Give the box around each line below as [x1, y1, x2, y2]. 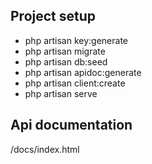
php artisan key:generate [24, 34, 129, 46]
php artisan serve [24, 87, 98, 99]
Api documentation [10, 117, 133, 134]
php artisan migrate [24, 45, 106, 57]
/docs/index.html [10, 143, 80, 155]
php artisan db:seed [24, 55, 108, 68]
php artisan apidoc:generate [24, 66, 142, 78]
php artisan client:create [24, 77, 126, 89]
